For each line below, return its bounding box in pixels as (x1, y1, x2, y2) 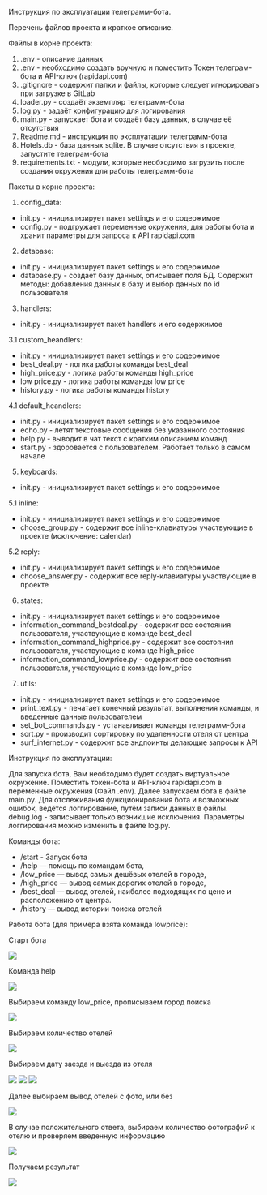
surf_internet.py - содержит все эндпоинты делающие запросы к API (19, 737, 258, 747)
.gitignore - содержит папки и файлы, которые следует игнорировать (19, 80, 260, 89)
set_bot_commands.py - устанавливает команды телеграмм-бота (19, 720, 246, 729)
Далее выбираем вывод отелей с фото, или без (8, 1091, 173, 1101)
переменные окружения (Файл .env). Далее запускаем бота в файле (8, 786, 247, 796)
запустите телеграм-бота (19, 149, 109, 158)
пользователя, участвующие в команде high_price (19, 646, 195, 656)
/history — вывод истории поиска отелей (19, 904, 162, 913)
